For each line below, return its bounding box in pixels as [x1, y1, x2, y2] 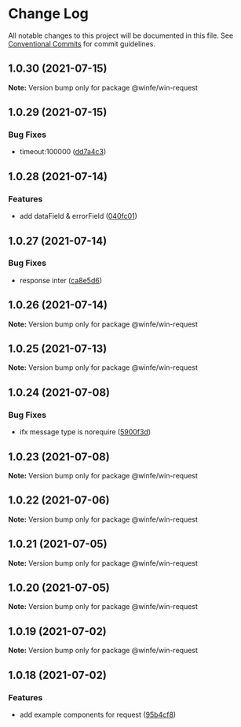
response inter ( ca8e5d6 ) [19, 275, 103, 285]
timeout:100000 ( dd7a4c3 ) [19, 147, 107, 157]
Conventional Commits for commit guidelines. [8, 39, 155, 48]
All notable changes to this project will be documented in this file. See [8, 31, 234, 40]
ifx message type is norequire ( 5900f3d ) [19, 427, 152, 437]
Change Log [8, 5, 89, 23]
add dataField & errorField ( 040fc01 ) [19, 212, 137, 221]
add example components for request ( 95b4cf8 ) [19, 710, 177, 719]
